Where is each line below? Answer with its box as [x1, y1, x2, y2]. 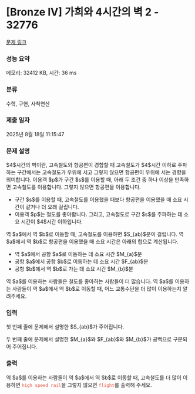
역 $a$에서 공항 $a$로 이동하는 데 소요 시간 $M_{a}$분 [14, 251, 142, 258]
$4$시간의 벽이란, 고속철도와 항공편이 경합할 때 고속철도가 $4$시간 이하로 [6, 162, 177, 169]
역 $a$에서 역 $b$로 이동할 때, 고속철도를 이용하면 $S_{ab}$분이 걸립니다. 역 [6, 231, 184, 238]
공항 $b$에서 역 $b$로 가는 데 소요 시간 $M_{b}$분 [14, 265, 134, 272]
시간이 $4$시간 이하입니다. [21, 218, 83, 225]
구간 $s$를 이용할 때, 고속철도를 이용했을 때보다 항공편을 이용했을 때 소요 [14, 196, 182, 203]
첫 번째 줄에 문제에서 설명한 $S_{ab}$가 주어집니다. [6, 323, 125, 330]
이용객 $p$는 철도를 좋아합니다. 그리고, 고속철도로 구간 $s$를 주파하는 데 [14, 211, 183, 218]
